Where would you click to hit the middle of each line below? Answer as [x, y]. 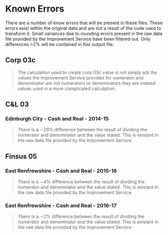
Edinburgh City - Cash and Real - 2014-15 [57, 119]
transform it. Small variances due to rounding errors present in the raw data [84, 33]
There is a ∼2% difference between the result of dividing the [81, 217]
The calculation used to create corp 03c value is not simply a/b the [88, 72]
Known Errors [35, 9]
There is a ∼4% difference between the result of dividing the [81, 182]
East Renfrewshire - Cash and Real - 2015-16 [61, 171]
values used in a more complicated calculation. [67, 88]
